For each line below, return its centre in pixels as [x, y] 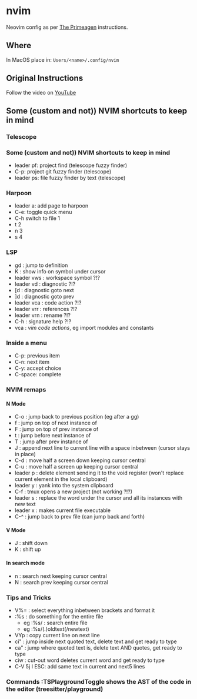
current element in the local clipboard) [61, 479]
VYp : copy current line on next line [57, 635]
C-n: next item [32, 362]
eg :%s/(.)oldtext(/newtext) [56, 629]
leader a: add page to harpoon [51, 206]
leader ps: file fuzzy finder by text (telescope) [70, 178]
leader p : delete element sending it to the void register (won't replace [99, 473]
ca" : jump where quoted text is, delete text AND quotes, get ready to [98, 647]
